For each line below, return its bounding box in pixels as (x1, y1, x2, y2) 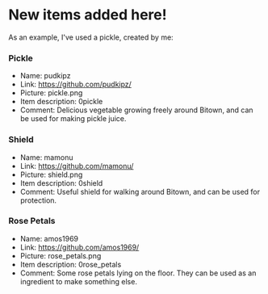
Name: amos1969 (19, 233, 79, 243)
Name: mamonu (19, 152, 73, 162)
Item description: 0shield (19, 178, 103, 187)
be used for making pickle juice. (19, 114, 127, 124)
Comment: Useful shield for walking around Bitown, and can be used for (19, 187, 261, 196)
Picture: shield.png (19, 170, 83, 179)
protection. (19, 195, 57, 205)
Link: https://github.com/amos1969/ (19, 242, 140, 252)
